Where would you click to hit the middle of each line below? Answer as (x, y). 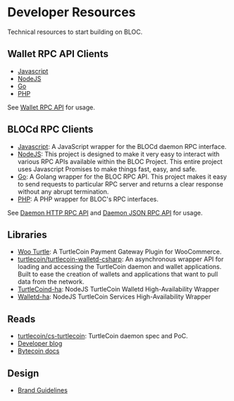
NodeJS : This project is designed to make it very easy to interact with (118, 154)
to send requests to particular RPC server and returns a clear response (120, 184)
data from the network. (51, 282)
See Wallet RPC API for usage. (51, 107)
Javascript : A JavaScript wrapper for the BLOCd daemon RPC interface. (122, 146)
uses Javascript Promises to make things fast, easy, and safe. (107, 169)
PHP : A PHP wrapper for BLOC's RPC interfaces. (88, 199)
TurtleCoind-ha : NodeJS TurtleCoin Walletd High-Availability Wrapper (118, 289)
